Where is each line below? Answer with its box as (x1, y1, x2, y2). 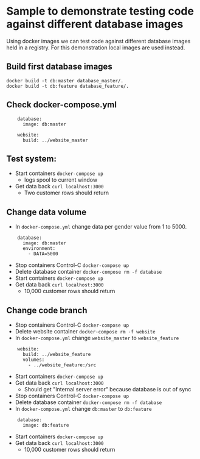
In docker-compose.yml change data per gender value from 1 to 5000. (15, 223, 187, 230)
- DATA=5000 (28, 251, 59, 257)
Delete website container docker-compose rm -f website (15, 328, 156, 335)
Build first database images (6, 62, 112, 72)
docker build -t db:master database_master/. (6, 77, 123, 84)
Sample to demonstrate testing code (6, 4, 195, 18)
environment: (22, 246, 56, 252)
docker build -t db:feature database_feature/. (6, 83, 129, 89)
